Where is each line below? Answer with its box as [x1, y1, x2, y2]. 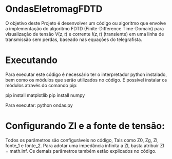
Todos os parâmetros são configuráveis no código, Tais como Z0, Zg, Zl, [5, 137, 159, 143]
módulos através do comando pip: [5, 82, 78, 88]
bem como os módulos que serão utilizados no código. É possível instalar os [5, 76, 167, 83]
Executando [5, 54, 58, 66]
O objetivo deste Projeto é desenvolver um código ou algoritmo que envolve [5, 20, 166, 26]
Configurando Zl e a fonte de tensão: [5, 120, 165, 132]
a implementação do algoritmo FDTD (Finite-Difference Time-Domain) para [5, 25, 164, 31]
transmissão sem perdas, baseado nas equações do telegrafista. [5, 36, 142, 43]
